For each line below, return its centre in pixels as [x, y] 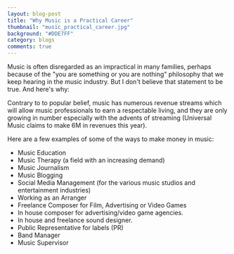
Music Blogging [40, 175]
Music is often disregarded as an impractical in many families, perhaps [110, 67]
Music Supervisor [43, 243]
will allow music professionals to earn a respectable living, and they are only [117, 110]
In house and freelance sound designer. [75, 220]
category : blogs [31, 40]
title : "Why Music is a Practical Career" [70, 20]
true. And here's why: [39, 89]
